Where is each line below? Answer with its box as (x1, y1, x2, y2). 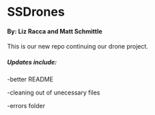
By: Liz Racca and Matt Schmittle (7, 27, 102, 35)
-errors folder (7, 102, 46, 110)
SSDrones (7, 4, 65, 20)
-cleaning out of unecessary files (7, 88, 100, 97)
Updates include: (7, 57, 57, 66)
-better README (7, 75, 53, 84)
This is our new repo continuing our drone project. (7, 42, 149, 51)
